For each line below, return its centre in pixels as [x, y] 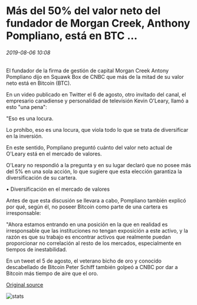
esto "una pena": [27, 107]
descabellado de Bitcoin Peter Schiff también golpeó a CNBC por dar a [92, 267]
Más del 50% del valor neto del [83, 11]
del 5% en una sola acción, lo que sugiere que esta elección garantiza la [94, 171]
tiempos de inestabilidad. [37, 250]
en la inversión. [24, 136]
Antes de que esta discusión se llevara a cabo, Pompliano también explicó [96, 201]
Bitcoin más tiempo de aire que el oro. [52, 273]
